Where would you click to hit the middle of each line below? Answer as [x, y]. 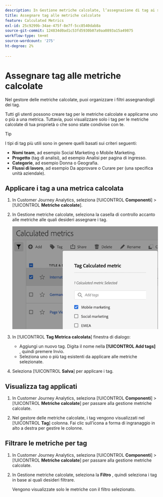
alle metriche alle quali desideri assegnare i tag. [60, 220]
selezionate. [31, 362]
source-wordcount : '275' [30, 41]
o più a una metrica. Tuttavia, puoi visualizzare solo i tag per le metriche [77, 119]
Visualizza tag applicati [41, 386]
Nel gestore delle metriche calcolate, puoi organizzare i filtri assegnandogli [80, 99]
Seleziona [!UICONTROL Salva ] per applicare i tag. [63, 371]
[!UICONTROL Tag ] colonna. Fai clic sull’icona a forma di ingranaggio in [83, 423]
